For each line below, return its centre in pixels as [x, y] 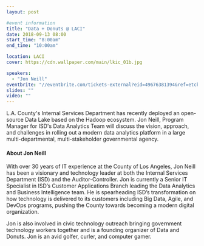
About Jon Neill [26, 153]
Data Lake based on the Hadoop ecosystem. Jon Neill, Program [104, 120]
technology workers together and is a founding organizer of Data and [93, 230]
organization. [23, 212]
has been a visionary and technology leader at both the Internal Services [97, 173]
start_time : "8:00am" [34, 40]
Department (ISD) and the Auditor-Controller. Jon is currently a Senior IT [97, 180]
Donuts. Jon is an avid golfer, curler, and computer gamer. [79, 237]
